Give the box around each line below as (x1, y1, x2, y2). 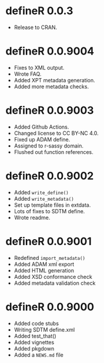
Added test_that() (14, 332, 56, 339)
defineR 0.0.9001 (5, 234, 92, 248)
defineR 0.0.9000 (5, 300, 95, 313)
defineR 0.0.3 (5, 4, 73, 18)
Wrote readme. (14, 214, 51, 221)
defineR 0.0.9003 (5, 104, 95, 117)
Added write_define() (14, 188, 69, 196)
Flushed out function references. (14, 148, 93, 155)
